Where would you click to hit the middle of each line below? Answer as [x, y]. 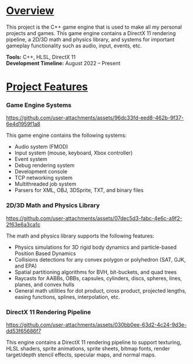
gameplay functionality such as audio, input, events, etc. [74, 46]
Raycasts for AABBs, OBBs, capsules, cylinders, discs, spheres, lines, [98, 278]
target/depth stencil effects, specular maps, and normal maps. [81, 355]
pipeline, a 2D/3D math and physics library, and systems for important [90, 39]
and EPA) [25, 266]
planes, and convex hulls [44, 284]
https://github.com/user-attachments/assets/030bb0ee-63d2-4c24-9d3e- [96, 325]
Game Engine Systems [39, 105]
